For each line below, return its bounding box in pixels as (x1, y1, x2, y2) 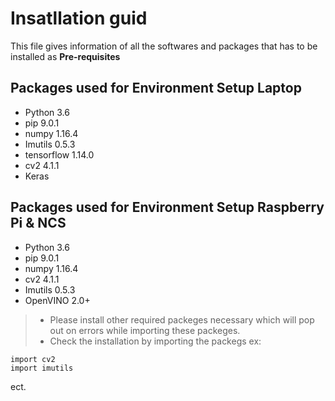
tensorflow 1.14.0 (24, 148, 95, 161)
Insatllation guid (10, 7, 148, 30)
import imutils (10, 363, 74, 373)
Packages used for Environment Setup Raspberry (10, 199, 325, 216)
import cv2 (10, 354, 56, 364)
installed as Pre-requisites (10, 50, 121, 62)
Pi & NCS (10, 215, 67, 232)
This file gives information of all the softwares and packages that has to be (10, 40, 318, 52)
